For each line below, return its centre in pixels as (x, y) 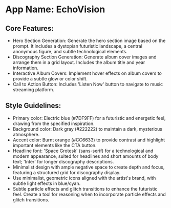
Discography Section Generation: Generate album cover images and (85, 57)
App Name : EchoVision (55, 9)
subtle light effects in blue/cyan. (47, 183)
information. (25, 68)
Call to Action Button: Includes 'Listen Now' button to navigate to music (88, 84)
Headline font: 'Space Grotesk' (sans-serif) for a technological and (83, 151)
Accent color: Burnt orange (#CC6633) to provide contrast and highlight (89, 140)
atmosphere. (26, 134)
